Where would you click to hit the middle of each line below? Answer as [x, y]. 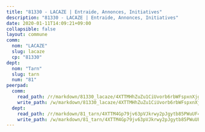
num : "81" [24, 80]
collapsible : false [31, 29]
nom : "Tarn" [27, 68]
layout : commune [27, 35]
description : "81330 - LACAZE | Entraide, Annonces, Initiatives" [92, 18]
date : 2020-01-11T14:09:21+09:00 [49, 23]
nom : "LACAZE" [30, 46]
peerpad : [17, 86]
